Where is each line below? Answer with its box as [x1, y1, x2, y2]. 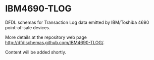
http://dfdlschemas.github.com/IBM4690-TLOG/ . [5, 39, 105, 45]
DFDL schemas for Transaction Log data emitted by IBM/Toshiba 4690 [5, 19, 150, 25]
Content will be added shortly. [5, 49, 67, 55]
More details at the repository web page [5, 34, 87, 40]
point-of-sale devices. [5, 24, 51, 30]
